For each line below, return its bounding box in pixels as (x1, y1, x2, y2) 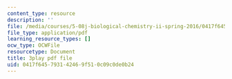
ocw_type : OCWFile (7, 42, 60, 49)
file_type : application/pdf (7, 29, 88, 36)
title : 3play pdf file (7, 55, 72, 62)
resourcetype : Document (7, 49, 76, 56)
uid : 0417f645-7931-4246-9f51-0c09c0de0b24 (7, 61, 135, 68)
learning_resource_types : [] (7, 36, 91, 43)
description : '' (7, 16, 54, 23)
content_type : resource (7, 10, 76, 17)
